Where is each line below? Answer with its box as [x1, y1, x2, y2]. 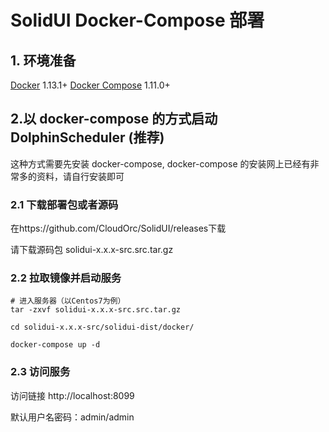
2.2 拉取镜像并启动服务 [10, 271, 122, 285]
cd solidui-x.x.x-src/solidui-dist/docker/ [10, 322, 195, 333]
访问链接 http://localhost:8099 [10, 389, 135, 401]
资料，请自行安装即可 [36, 170, 125, 182]
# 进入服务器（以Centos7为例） [10, 296, 126, 306]
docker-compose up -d [10, 340, 101, 350]
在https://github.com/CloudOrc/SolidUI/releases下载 [10, 222, 227, 235]
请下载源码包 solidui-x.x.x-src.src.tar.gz [10, 244, 174, 256]
